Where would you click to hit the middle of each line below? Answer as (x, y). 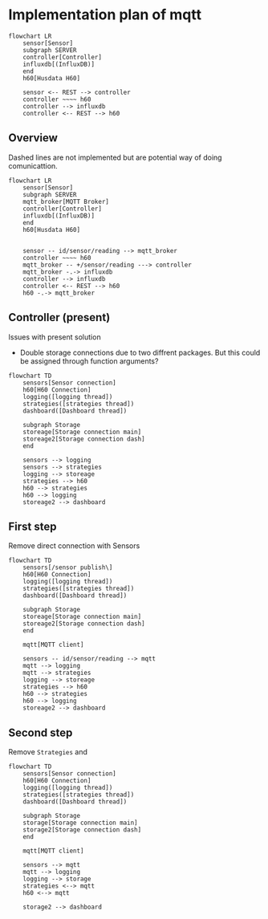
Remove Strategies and (48, 752)
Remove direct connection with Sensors (74, 546)
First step (32, 526)
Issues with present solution (55, 337)
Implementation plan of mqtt (105, 15)
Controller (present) (59, 317)
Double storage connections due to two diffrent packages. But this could (140, 352)
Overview (33, 138)
